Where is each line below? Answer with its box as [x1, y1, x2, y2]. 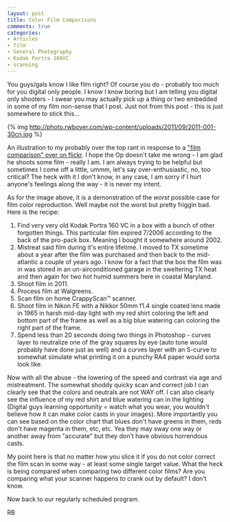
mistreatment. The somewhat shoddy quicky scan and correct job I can [7, 380, 209, 389]
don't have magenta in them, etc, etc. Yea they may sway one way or [7, 424, 203, 433]
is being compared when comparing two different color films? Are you [7, 467, 205, 475]
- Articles [7, 36, 38, 43]
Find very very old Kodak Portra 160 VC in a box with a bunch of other [16, 221, 215, 229]
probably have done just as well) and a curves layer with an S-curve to [16, 345, 217, 354]
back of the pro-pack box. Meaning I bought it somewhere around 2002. [16, 235, 222, 244]
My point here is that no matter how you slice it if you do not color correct [7, 452, 216, 461]
